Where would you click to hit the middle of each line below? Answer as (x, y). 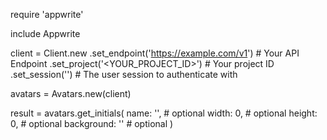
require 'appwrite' (47, 14)
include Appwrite (45, 33)
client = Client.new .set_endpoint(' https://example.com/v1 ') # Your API (155, 53)
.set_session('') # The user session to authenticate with (124, 74)
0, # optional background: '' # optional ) (92, 123)
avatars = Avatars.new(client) (71, 93)
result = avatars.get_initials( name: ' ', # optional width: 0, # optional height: (164, 113)
